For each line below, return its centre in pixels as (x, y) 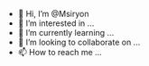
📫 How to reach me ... (60, 52)
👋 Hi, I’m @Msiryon (53, 14)
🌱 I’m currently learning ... (66, 33)
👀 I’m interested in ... (56, 23)
